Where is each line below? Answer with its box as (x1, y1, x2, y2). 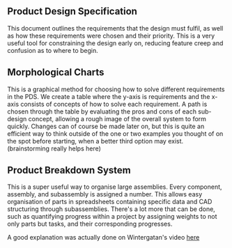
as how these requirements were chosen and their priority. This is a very (7, 31, 215, 40)
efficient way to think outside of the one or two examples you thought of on (7, 129, 224, 138)
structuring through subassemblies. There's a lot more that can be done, (7, 205, 216, 213)
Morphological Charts (7, 66, 105, 79)
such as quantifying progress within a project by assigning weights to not (7, 212, 217, 221)
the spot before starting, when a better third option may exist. (7, 137, 184, 145)
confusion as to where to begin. (7, 46, 99, 54)
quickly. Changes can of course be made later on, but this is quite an (7, 122, 205, 130)
